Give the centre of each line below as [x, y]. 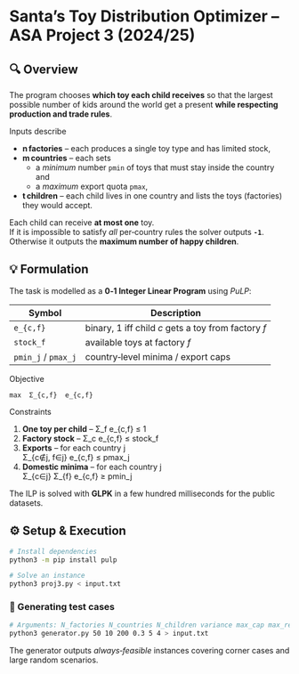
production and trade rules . [61, 114]
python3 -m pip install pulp [63, 560]
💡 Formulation [49, 269]
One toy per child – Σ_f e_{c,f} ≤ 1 [84, 428]
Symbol [45, 313]
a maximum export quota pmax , [92, 186]
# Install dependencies [53, 551]
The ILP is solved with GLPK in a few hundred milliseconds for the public [142, 493]
